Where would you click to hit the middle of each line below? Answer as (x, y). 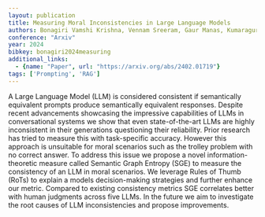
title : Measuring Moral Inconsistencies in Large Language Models (119, 23)
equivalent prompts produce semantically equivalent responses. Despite (125, 105)
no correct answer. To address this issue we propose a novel (107, 155)
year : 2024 (26, 45)
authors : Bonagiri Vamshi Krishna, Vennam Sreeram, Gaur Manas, (116, 30)
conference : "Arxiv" (42, 37)
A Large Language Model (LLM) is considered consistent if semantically (125, 96)
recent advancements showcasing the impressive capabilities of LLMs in (126, 113)
